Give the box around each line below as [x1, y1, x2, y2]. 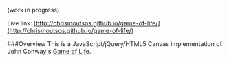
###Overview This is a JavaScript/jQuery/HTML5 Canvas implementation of [7, 40, 222, 48]
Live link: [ [7, 19, 36, 27]
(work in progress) [7, 6, 60, 14]
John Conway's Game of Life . [7, 48, 91, 55]
